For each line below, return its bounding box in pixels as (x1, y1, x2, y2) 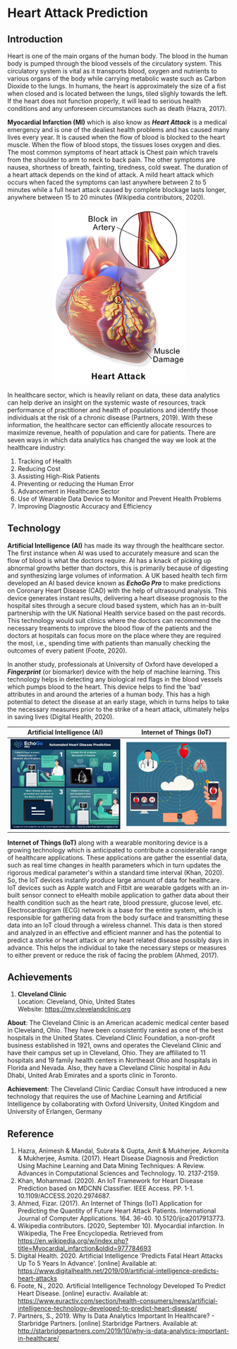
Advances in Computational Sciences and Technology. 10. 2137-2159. (17, 1169, 220, 1177)
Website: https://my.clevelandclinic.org (17, 1005, 131, 1014)
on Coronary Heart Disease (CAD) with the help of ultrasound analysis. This (7, 586, 227, 595)
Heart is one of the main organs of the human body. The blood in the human (7, 52, 229, 60)
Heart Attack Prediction (7, 5, 148, 21)
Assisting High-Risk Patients (17, 472, 100, 480)
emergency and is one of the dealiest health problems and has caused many (7, 126, 230, 133)
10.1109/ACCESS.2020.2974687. (17, 1191, 111, 1200)
